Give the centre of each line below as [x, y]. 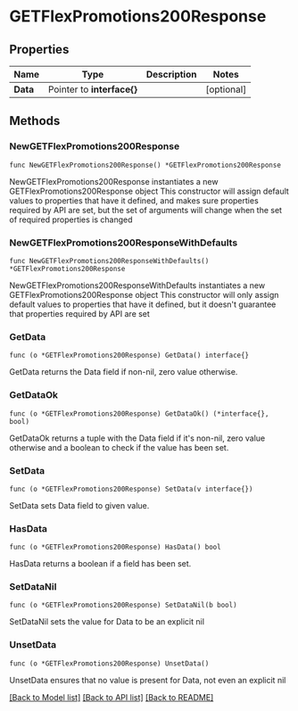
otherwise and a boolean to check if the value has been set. [119, 447]
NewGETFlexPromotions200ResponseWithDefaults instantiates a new [137, 285]
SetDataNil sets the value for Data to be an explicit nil [107, 622]
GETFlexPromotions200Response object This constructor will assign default [149, 191]
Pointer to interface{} [93, 89]
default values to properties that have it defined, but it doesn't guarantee [143, 304]
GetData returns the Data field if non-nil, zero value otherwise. [124, 372]
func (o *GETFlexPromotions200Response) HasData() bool [115, 547]
